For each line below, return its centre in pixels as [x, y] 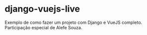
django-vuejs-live [42, 9]
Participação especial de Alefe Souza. [43, 27]
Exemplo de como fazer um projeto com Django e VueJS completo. [73, 22]
